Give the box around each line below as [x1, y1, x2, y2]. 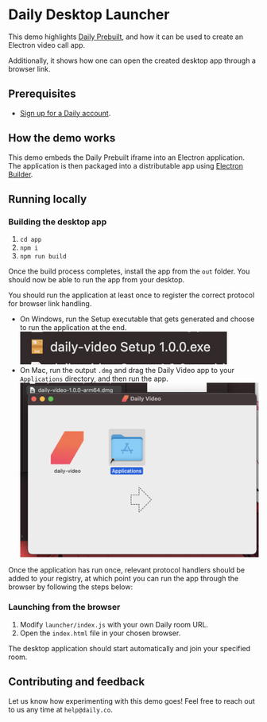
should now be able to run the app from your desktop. [8, 275, 185, 285]
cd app [19, 236, 42, 244]
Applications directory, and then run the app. [19, 374, 168, 383]
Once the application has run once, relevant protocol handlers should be [8, 565, 246, 574]
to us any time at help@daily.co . [8, 705, 113, 714]
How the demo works [8, 131, 116, 145]
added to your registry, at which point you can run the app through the [8, 573, 239, 583]
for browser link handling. [8, 299, 92, 309]
